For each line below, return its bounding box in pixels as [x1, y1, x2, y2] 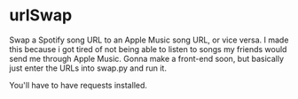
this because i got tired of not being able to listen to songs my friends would [9, 43, 287, 54]
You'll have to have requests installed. [9, 80, 148, 90]
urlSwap [9, 5, 73, 26]
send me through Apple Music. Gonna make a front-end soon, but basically [9, 53, 285, 64]
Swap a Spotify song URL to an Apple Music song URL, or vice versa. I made [9, 34, 289, 45]
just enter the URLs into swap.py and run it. [9, 63, 167, 73]
